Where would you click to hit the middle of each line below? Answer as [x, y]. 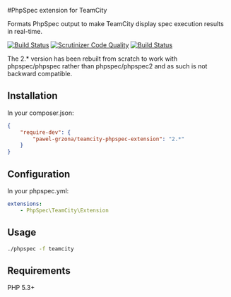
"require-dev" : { [46, 132]
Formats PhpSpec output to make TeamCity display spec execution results [115, 24]
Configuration [39, 174]
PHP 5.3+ [21, 288]
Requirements [39, 271]
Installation [32, 96]
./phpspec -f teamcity [41, 249]
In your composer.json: [41, 113]
